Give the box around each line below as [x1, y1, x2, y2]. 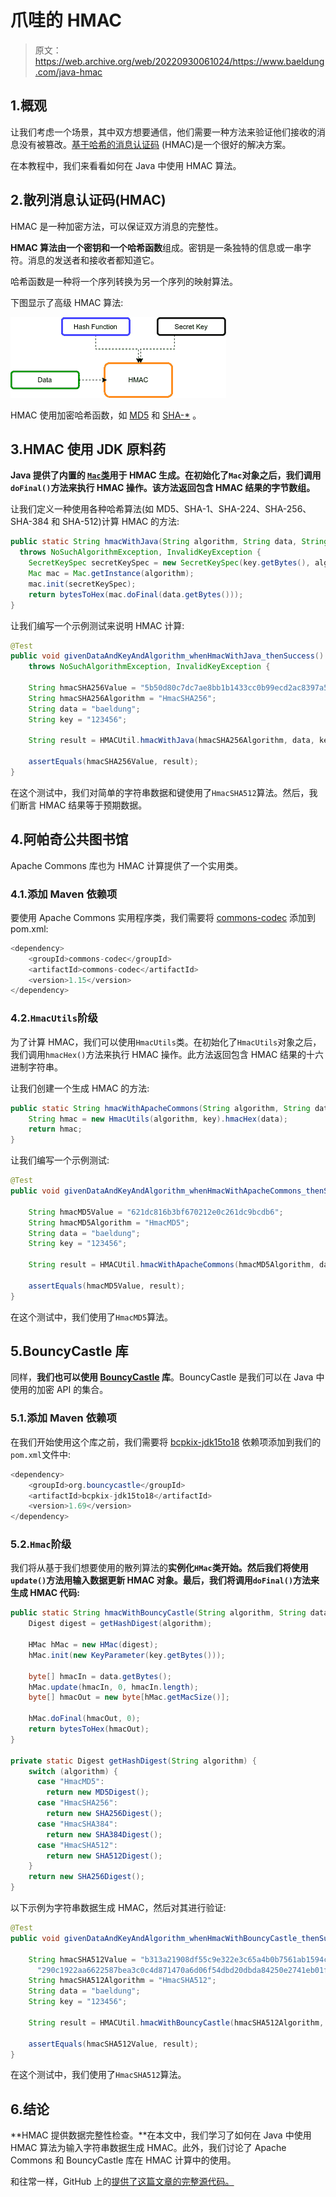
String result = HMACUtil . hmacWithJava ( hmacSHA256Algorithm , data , [28, 736, 315, 746]
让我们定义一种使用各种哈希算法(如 [10, 503, 155, 515]
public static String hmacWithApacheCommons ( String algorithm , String [10, 1103, 311, 1113]
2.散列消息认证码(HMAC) [10, 192, 167, 209]
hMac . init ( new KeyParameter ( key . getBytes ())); [28, 1650, 226, 1660]
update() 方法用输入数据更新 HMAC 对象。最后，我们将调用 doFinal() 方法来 [10, 1574, 320, 1586]
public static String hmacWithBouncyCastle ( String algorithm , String [10, 1608, 307, 1618]
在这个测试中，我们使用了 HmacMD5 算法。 [10, 1311, 174, 1323]
